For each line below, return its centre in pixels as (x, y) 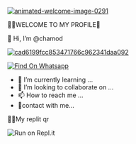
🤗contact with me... (46, 105)
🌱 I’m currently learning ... (55, 79)
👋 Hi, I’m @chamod (35, 38)
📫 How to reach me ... (50, 95)
